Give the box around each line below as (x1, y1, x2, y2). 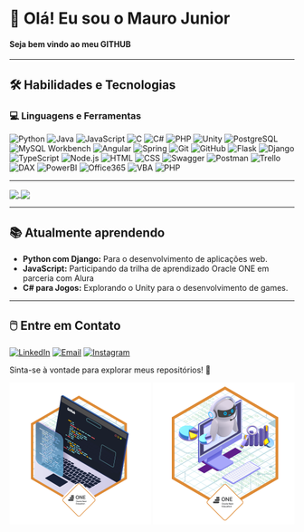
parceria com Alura (22, 273, 95, 284)
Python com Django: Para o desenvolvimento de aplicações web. (22, 254, 269, 265)
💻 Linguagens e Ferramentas (9, 109, 142, 121)
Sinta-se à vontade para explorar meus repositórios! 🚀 (9, 364, 211, 375)
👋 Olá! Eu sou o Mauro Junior (9, 8, 231, 29)
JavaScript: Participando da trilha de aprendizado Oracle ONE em (22, 263, 270, 275)
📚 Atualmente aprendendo (9, 225, 166, 240)
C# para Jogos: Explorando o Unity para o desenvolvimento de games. (22, 283, 289, 294)
